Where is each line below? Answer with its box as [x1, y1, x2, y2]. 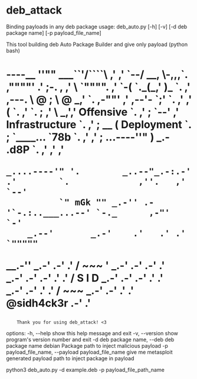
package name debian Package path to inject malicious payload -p [6, 342, 168, 349]
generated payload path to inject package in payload [6, 355, 134, 362]
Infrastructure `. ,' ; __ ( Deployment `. [6, 118, 192, 132]
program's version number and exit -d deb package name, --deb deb [6, 336, 175, 343]
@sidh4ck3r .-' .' [6, 296, 91, 310]
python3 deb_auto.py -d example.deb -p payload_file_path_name [6, 367, 165, 374]
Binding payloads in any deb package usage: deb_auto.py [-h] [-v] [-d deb [6, 23, 188, 30]
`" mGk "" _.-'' [58, 197, 139, 208]
